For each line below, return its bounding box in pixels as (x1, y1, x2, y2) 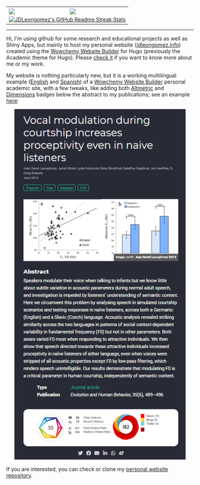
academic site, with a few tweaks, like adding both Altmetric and (6, 84, 164, 91)
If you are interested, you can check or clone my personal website (6, 466, 168, 473)
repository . (6, 472, 33, 479)
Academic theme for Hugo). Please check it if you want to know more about (6, 54, 192, 61)
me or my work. (6, 60, 45, 67)
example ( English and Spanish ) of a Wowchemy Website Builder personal (6, 78, 186, 85)
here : (6, 97, 19, 104)
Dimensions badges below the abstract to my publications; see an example (6, 91, 190, 98)
